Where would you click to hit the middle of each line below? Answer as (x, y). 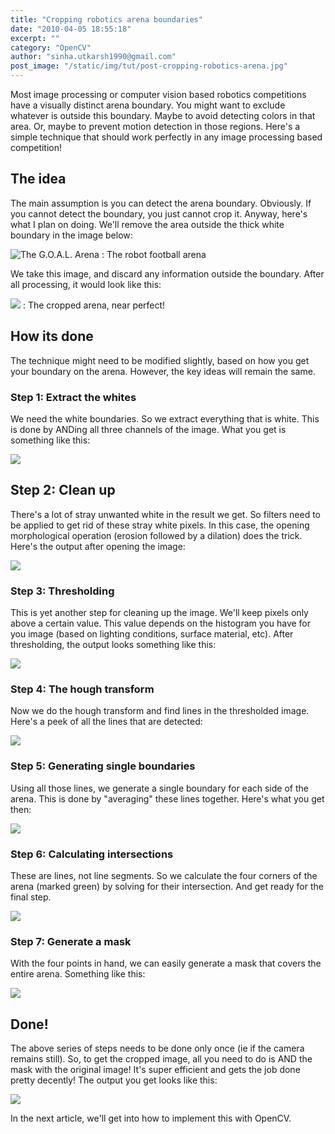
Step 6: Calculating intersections (92, 854)
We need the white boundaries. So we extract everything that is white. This (165, 418)
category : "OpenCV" (51, 47)
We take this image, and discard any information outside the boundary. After (167, 273)
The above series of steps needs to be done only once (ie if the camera (157, 1048)
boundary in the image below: (71, 235)
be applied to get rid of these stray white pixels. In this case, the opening (160, 525)
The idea (38, 179)
